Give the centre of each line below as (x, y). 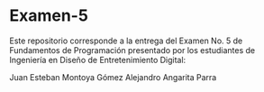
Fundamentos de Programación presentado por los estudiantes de (132, 50)
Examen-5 (49, 16)
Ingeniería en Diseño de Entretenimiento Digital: (98, 60)
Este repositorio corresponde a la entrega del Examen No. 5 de (126, 41)
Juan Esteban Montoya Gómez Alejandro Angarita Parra (113, 77)
